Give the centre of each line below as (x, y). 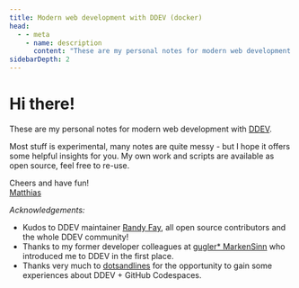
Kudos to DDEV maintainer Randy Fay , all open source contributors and (154, 227)
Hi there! (42, 104)
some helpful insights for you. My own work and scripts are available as (142, 156)
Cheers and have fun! (49, 183)
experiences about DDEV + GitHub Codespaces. (112, 274)
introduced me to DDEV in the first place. (98, 256)
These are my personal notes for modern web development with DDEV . (141, 129)
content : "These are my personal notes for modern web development (162, 51)
